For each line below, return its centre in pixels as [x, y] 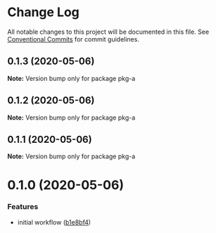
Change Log [43, 12]
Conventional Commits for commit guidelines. [73, 39]
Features [23, 207]
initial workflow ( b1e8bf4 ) [54, 222]
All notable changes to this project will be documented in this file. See [108, 32]
